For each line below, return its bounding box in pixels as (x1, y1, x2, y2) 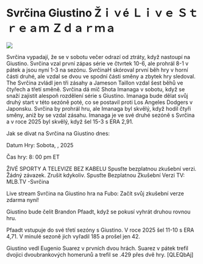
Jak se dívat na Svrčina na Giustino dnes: (6, 130, 110, 137)
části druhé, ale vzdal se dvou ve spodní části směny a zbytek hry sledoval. (6, 72, 196, 80)
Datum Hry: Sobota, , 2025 (6, 141, 74, 148)
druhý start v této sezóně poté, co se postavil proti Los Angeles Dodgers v (6, 99, 193, 106)
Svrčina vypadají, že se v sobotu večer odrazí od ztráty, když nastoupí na (6, 53, 191, 60)
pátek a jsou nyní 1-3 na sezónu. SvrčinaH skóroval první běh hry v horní (6, 66, 188, 74)
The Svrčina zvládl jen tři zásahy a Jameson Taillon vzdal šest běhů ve (6, 79, 183, 86)
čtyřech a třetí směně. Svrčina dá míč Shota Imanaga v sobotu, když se (6, 85, 185, 92)
